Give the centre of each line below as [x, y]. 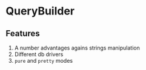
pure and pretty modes [44, 61]
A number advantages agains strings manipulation [77, 48]
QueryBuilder [40, 11]
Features [23, 33]
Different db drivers [39, 54]
